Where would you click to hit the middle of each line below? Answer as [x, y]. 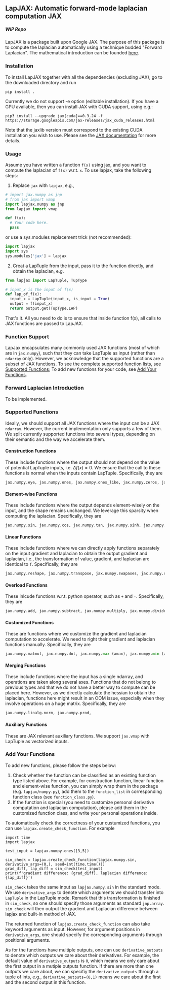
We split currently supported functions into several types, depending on [80, 434]
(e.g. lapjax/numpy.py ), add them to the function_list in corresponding [87, 791]
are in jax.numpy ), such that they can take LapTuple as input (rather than [80, 353]
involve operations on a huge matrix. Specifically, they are [66, 704]
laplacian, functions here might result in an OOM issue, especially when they [85, 698]
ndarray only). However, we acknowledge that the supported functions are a [84, 359]
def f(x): [16, 218]
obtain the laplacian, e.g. [38, 271]
